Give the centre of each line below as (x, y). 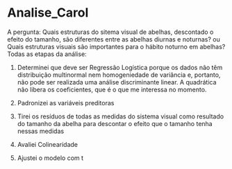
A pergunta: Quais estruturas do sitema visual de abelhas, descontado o (110, 32)
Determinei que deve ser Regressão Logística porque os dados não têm (120, 67)
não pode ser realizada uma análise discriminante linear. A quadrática (117, 82)
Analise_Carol (48, 13)
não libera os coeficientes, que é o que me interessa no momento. (112, 89)
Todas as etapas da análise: (47, 54)
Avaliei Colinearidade (48, 144)
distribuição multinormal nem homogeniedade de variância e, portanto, (119, 75)
